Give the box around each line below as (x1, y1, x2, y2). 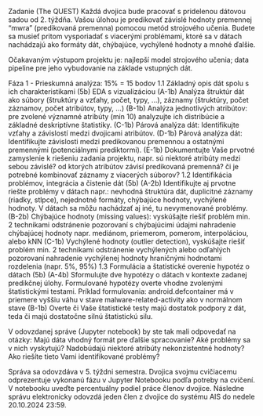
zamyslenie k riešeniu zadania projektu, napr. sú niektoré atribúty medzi (8, 154, 241, 163)
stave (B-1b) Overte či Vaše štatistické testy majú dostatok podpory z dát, (8, 303, 247, 313)
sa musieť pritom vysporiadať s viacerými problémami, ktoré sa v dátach (8, 31, 242, 41)
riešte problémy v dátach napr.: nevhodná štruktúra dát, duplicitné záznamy (8, 187, 254, 196)
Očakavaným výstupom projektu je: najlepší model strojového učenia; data (8, 55, 249, 64)
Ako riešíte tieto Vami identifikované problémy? (8, 352, 160, 361)
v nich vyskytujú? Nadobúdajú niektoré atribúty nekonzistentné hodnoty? (8, 344, 245, 353)
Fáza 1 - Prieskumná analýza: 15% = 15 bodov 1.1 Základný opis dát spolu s (8, 78, 250, 88)
